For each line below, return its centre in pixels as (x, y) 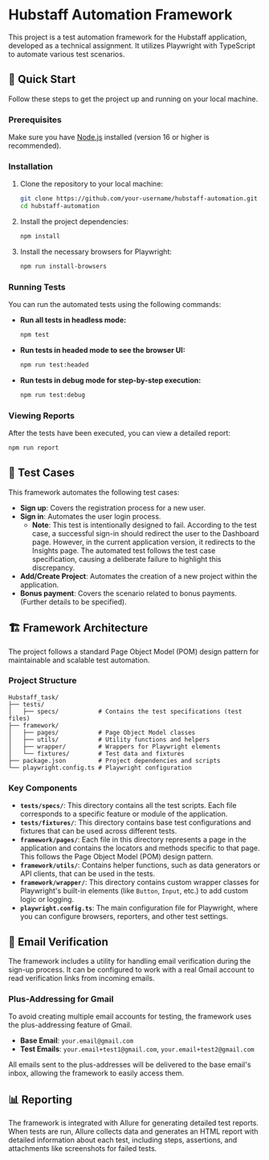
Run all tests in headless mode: (73, 320)
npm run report (34, 448)
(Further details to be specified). (73, 601)
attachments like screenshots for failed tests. (83, 1149)
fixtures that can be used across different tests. (98, 831)
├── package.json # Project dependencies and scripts (114, 760)
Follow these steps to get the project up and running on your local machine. (133, 99)
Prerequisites (35, 120)
